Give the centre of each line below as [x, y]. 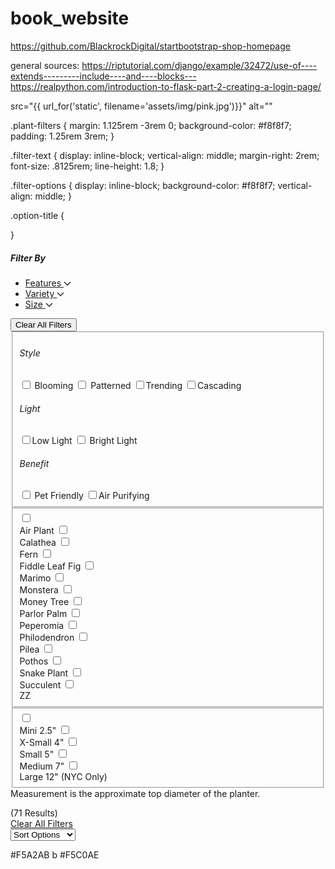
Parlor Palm [43, 614]
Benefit [34, 463]
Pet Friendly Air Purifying [92, 496]
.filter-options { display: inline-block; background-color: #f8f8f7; [143, 185]
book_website [70, 18]
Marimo [35, 578]
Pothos [34, 661]
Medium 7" [42, 766]
